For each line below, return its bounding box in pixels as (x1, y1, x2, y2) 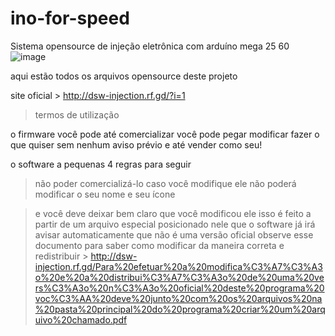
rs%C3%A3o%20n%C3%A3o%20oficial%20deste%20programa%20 (34, 282, 325, 294)
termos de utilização (34, 108, 120, 121)
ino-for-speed (10, 7, 130, 30)
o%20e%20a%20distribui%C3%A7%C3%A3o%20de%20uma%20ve (34, 271, 325, 283)
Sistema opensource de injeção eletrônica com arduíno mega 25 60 (10, 40, 290, 52)
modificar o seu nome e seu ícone (34, 188, 176, 200)
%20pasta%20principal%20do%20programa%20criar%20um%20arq (34, 303, 326, 315)
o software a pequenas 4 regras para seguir (10, 158, 192, 170)
